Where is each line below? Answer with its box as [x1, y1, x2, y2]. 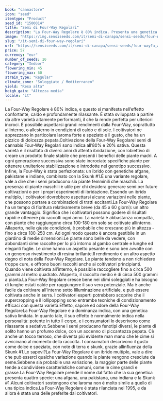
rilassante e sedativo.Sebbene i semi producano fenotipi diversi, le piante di [5, 323, 156, 329]
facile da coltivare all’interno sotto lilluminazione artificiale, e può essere [5, 287, 149, 293]
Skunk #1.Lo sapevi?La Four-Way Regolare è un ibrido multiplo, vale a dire [5, 349, 153, 355]
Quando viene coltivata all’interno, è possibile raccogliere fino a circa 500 [5, 266, 152, 272]
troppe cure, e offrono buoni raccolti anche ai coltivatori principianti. [5, 261, 142, 267]
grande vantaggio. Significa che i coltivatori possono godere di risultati [5, 209, 147, 215]
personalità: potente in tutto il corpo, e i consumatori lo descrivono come [5, 318, 150, 324]
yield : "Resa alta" [5, 84, 45, 89]
